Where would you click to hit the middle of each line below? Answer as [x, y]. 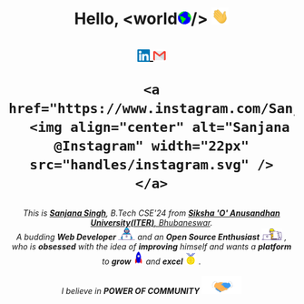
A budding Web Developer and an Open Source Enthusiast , [152, 237]
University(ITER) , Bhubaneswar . [152, 223]
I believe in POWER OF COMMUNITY [131, 291]
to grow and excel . [152, 261]
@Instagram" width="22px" [152, 146]
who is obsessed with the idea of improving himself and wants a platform [152, 247]
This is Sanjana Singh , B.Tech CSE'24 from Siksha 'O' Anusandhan [152, 213]
